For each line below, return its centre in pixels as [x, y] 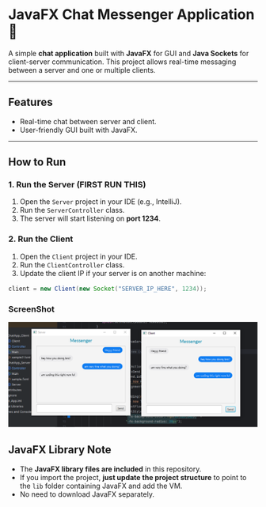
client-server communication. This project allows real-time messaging [122, 62]
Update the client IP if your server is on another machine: [113, 273]
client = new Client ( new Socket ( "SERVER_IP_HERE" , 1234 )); [108, 289]
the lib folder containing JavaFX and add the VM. [101, 486]
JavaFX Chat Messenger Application [131, 15]
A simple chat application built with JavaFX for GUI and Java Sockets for [129, 53]
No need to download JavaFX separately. [87, 494]
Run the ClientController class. [72, 265]
